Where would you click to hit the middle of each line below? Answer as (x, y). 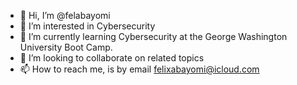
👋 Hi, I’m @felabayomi (65, 15)
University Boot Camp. (66, 47)
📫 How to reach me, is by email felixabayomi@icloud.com (139, 69)
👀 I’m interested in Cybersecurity (87, 26)
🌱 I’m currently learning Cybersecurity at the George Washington (153, 36)
